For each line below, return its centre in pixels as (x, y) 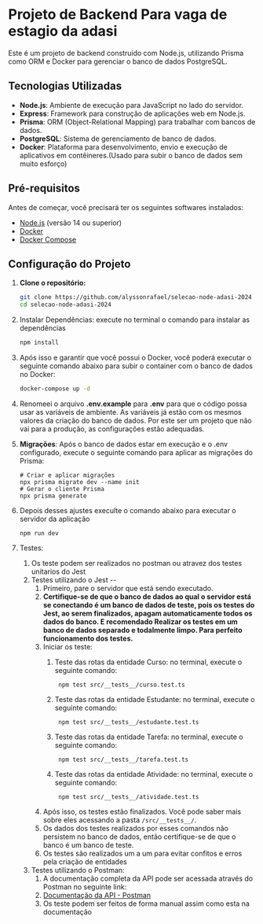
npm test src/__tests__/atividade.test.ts (129, 796)
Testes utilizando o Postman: (78, 870)
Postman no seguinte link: (85, 886)
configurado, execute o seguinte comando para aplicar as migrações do (136, 452)
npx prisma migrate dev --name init (79, 482)
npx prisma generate (53, 496)
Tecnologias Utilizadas (65, 86)
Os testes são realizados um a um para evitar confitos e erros (142, 853)
